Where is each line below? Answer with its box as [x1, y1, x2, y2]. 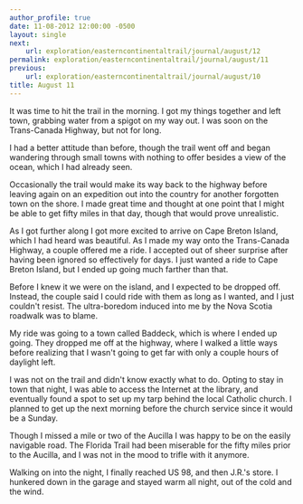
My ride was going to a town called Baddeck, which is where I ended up [9, 328, 278, 338]
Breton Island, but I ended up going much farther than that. [9, 263, 229, 274]
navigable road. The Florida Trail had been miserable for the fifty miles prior [9, 440, 291, 451]
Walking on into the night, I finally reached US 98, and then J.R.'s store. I [9, 467, 279, 478]
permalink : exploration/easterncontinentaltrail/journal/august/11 [9, 55, 270, 64]
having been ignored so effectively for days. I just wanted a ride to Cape [9, 254, 279, 265]
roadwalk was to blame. [9, 309, 99, 321]
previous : [9, 64, 47, 73]
